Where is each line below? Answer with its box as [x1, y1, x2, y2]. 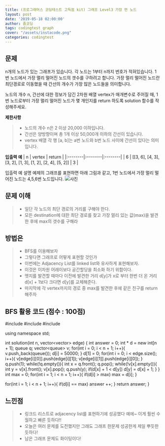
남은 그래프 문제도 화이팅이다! [24, 435, 81, 441]
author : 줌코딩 [5, 21, 33, 26]
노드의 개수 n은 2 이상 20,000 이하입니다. [24, 125, 105, 131]
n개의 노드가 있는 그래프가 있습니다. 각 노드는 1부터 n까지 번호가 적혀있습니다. [5, 68, 154, 74]
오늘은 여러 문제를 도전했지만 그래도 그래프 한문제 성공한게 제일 [24, 423, 146, 429]
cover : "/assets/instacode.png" [5, 30, 71, 35]
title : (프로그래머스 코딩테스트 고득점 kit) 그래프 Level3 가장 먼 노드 [5, 7, 137, 12]
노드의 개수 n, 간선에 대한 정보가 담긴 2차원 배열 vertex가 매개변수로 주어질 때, [5, 91, 155, 97]
